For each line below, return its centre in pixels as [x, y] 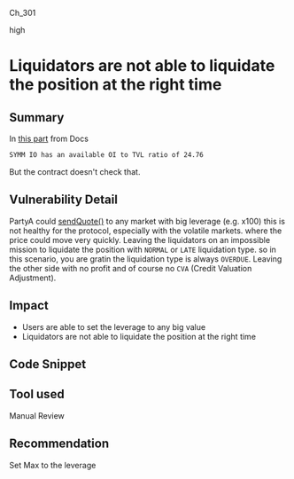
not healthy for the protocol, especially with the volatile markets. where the [146, 231]
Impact [29, 306]
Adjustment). [33, 278]
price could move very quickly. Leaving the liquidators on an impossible [140, 239]
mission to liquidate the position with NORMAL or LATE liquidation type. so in [143, 249]
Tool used [37, 394]
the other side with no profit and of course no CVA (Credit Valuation [131, 268]
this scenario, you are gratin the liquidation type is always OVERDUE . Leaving [146, 259]
